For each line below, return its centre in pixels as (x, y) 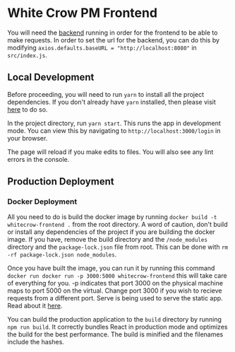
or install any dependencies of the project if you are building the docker (111, 232)
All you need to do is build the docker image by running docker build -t (112, 217)
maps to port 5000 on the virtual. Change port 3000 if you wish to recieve (115, 291)
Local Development (51, 77)
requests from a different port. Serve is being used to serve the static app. (115, 298)
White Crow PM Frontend (82, 13)
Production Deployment (61, 182)
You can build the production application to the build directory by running (115, 319)
